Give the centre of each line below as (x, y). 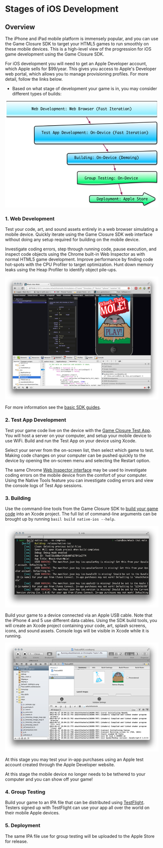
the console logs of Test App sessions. (44, 486)
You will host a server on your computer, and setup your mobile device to (78, 436)
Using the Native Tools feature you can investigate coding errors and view (79, 480)
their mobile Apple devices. (32, 813)
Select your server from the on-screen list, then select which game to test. (80, 450)
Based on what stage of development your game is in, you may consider (84, 88)
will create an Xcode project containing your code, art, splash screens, (76, 626)
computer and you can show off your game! (49, 779)
